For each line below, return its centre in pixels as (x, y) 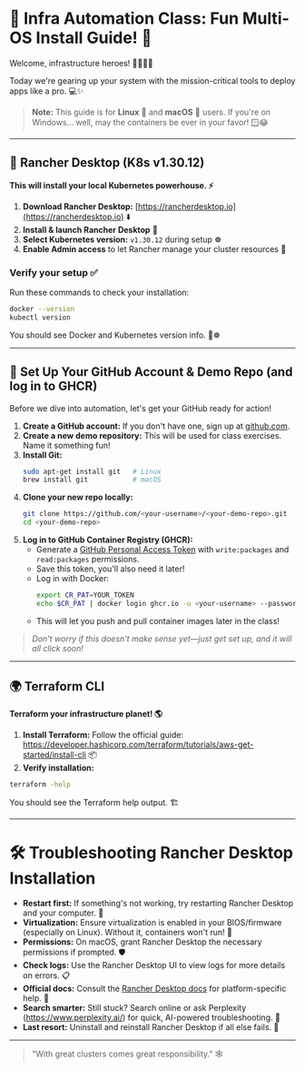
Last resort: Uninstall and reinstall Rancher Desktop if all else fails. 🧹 (151, 1027)
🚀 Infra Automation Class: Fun (124, 19)
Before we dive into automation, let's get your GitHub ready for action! (141, 408)
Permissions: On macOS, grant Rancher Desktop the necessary (142, 942)
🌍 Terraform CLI (57, 687)
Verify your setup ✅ (54, 272)
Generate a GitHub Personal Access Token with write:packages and (162, 550)
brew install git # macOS (92, 480)
